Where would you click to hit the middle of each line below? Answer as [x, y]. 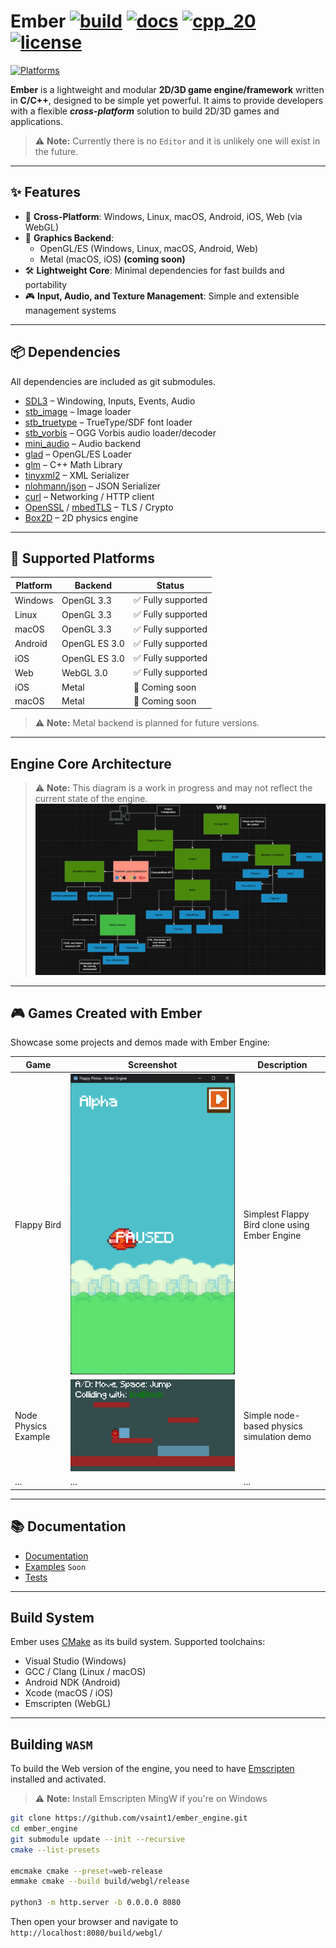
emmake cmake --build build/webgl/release [100, 1881]
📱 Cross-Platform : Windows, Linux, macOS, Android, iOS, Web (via [163, 216]
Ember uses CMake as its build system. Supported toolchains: [138, 1642]
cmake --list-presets [55, 1850]
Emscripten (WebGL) [68, 1704]
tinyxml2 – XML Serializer [77, 475]
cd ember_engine [44, 1829]
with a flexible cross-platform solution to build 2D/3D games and [145, 111]
